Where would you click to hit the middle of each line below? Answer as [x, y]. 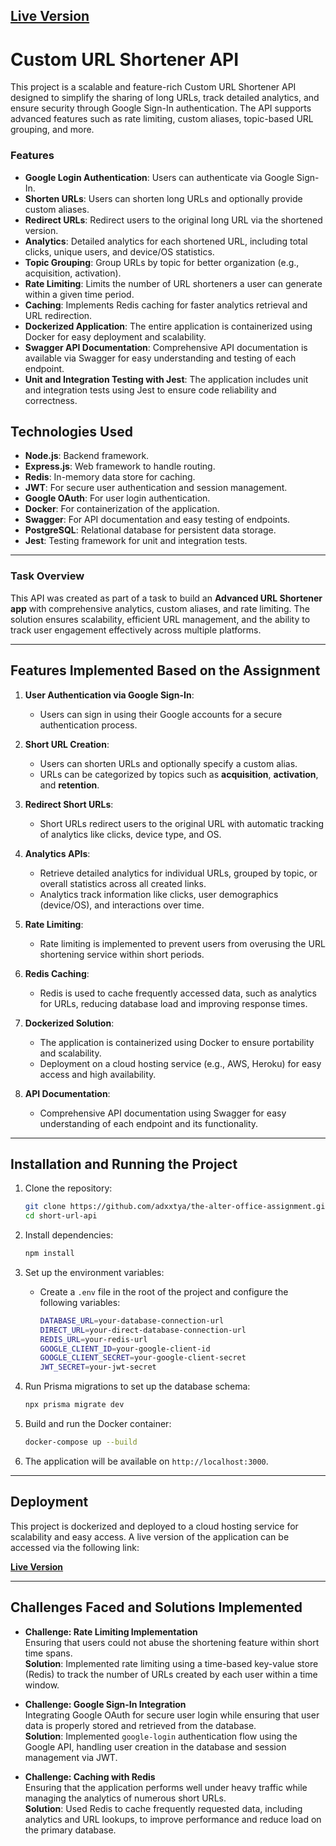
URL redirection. [58, 315]
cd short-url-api [61, 1216]
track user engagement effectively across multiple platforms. [136, 630]
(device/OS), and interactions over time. [122, 905]
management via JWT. [71, 1757]
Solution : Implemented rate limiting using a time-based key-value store [171, 1663]
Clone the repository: [68, 1188]
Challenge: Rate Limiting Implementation [111, 1631]
